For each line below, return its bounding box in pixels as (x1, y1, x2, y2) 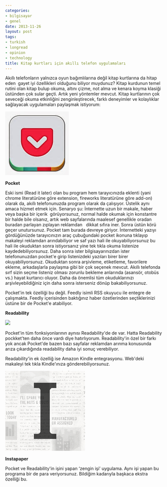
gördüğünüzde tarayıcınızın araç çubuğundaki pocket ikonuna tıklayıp (5, 232, 148, 238)
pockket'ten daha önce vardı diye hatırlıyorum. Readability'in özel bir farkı (5, 335, 156, 342)
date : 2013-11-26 (5, 24, 41, 29)
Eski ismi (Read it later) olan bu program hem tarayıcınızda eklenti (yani (5, 190, 151, 196)
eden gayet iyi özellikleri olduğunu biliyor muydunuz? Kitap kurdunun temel (5, 80, 161, 86)
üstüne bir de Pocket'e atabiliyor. (5, 300, 73, 307)
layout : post (5, 29, 32, 34)
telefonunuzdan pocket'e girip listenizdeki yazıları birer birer (5, 254, 129, 260)
